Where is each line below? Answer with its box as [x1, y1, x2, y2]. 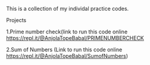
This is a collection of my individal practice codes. [6, 5, 129, 12]
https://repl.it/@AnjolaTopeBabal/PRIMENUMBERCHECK [6, 35, 145, 41]
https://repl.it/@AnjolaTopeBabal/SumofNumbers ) [6, 52, 129, 59]
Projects [6, 17, 27, 23]
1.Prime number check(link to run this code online [6, 28, 128, 35]
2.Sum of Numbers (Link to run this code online [6, 46, 123, 53]
